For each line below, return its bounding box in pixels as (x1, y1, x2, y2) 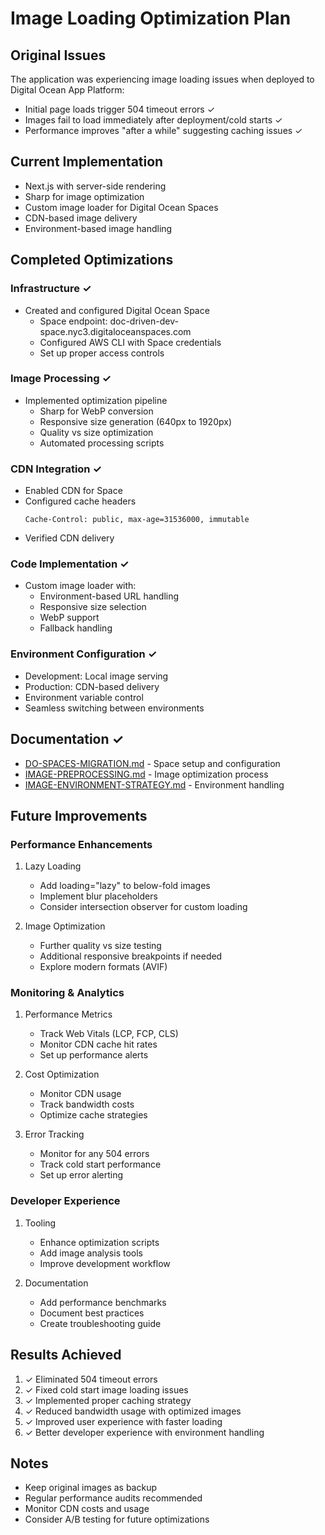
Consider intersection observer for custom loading (39, 901, 248, 913)
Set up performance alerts (39, 1049, 149, 1061)
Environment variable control (24, 691, 144, 703)
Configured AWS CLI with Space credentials (39, 336, 222, 348)
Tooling (24, 1217, 57, 1229)
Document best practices (39, 1307, 145, 1319)
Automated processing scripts (39, 437, 165, 449)
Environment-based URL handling (39, 590, 180, 602)
